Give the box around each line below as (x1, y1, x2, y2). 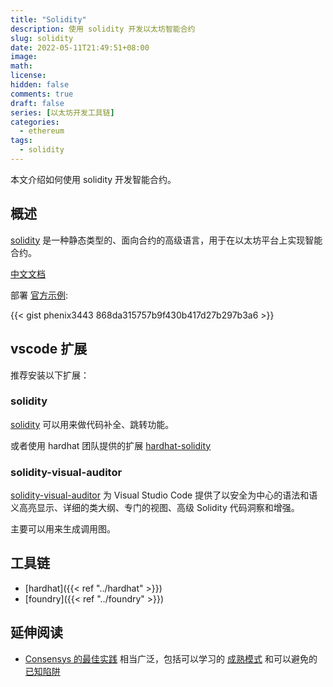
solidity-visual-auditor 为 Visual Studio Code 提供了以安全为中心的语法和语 (10, 489, 318, 501)
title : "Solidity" (10, 14, 87, 25)
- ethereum (19, 126, 65, 136)
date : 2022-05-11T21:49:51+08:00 (10, 42, 150, 53)
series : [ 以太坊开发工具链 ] (10, 107, 115, 118)
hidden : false (10, 80, 70, 90)
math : (10, 61, 33, 71)
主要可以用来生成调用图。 (10, 523, 116, 535)
